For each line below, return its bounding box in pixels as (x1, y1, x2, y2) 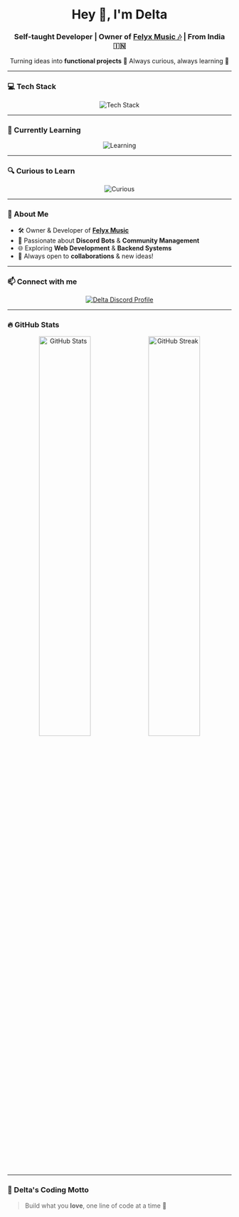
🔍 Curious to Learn (7, 166, 75, 176)
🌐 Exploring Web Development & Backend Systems (17, 243, 172, 252)
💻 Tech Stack (7, 82, 57, 92)
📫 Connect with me (7, 277, 78, 287)
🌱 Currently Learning (7, 124, 81, 134)
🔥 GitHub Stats (7, 319, 60, 329)
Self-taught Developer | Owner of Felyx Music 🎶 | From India (14, 32, 225, 42)
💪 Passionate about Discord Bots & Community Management (17, 236, 200, 245)
